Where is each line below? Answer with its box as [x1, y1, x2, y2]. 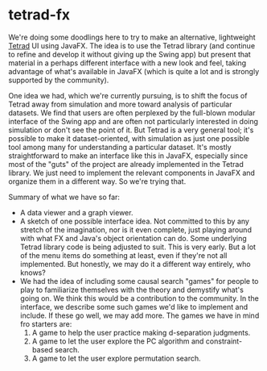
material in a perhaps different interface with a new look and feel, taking [8, 58, 247, 68]
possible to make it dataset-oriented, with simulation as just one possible [8, 133, 250, 143]
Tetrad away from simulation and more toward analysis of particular [8, 99, 232, 109]
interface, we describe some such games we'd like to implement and [19, 302, 249, 311]
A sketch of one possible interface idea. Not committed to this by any [19, 216, 249, 226]
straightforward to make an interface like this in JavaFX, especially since [8, 151, 249, 160]
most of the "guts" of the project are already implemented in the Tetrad [8, 159, 244, 169]
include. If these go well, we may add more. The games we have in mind [19, 311, 260, 320]
